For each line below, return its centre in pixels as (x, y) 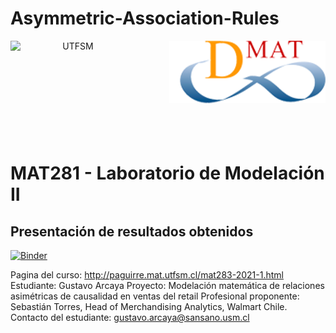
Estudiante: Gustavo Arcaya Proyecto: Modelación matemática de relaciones (167, 286)
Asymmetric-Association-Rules (145, 18)
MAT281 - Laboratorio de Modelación (167, 173)
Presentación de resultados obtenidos (132, 231)
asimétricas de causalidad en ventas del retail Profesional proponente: (155, 296)
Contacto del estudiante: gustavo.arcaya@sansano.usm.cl (130, 318)
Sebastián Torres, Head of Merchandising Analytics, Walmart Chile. (149, 307)
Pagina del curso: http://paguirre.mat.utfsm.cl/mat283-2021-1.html (147, 275)
